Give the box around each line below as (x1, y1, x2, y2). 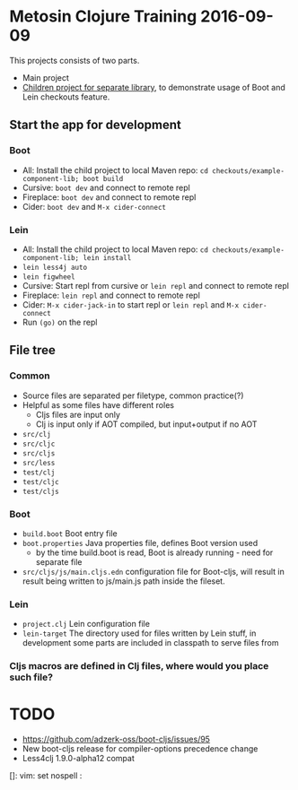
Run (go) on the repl (22, 317, 98, 327)
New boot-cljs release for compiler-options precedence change (22, 743, 259, 754)
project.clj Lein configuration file (22, 619, 151, 629)
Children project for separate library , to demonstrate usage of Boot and (22, 82, 285, 92)
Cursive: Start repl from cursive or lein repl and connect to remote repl (22, 280, 290, 291)
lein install (83, 253, 132, 262)
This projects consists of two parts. (9, 55, 140, 65)
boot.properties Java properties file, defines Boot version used (22, 537, 259, 548)
